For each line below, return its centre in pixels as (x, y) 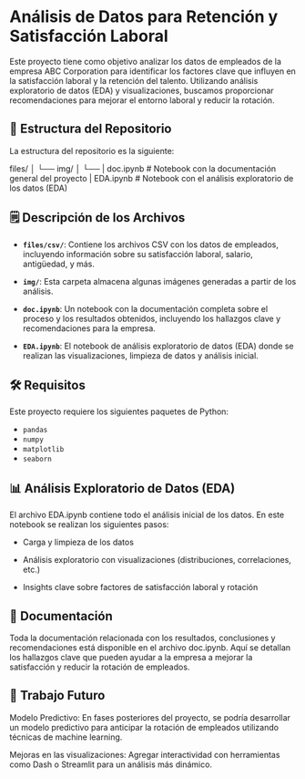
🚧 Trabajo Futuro (57, 696)
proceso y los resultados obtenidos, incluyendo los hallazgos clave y (152, 318)
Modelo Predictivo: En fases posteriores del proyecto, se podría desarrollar (150, 717)
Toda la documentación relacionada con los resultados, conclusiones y (142, 638)
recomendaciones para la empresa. (89, 328)
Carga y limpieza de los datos (78, 542)
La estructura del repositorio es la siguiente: (92, 151)
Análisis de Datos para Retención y (144, 17)
